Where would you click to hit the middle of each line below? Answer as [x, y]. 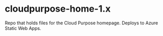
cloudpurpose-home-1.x [58, 9]
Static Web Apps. [23, 28]
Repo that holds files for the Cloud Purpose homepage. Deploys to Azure [81, 23]
